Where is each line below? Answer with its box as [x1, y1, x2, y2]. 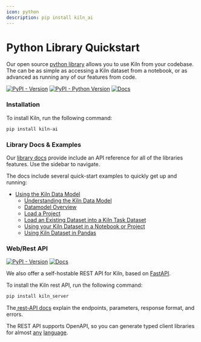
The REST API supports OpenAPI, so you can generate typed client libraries [6, 323, 195, 330]
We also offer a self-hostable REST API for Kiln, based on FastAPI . [6, 270, 171, 277]
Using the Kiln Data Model [15, 190, 81, 198]
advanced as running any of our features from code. [6, 73, 137, 81]
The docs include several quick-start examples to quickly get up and [6, 172, 177, 179]
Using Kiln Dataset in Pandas [24, 229, 97, 236]
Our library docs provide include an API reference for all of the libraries [6, 154, 183, 161]
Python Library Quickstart [6, 41, 140, 55]
